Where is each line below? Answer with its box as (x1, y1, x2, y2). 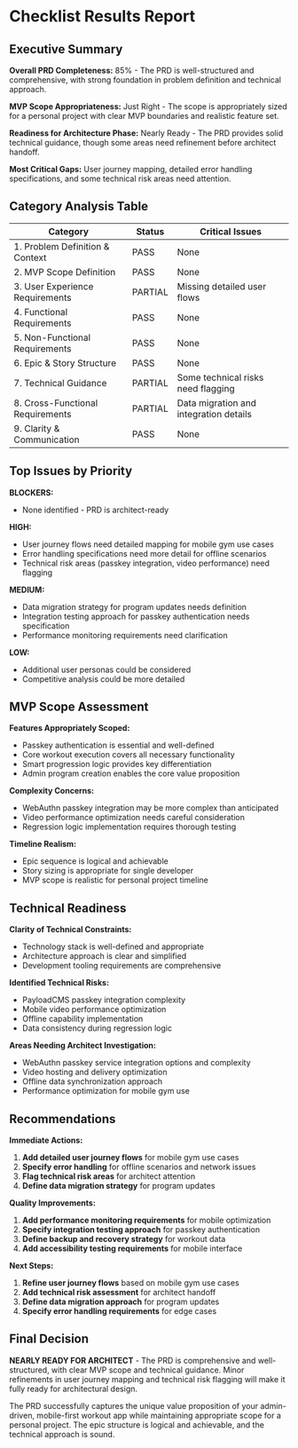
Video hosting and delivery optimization (21, 1067, 168, 1078)
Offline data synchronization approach (21, 1076, 163, 1087)
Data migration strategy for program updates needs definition (21, 601, 247, 612)
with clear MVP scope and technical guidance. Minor (51, 1365, 245, 1375)
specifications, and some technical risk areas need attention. (9, 173, 232, 184)
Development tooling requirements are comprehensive (21, 961, 222, 971)
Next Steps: (9, 1261, 54, 1271)
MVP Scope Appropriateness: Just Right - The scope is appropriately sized (9, 101, 288, 112)
